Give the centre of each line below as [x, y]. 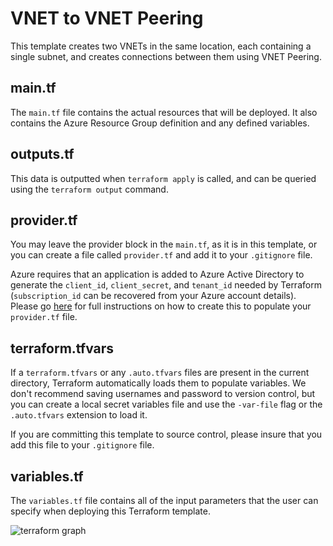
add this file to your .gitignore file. [82, 445]
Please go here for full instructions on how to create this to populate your [161, 306]
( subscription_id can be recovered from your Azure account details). [153, 296]
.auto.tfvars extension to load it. [79, 415]
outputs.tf [42, 154]
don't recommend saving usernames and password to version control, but [163, 394]
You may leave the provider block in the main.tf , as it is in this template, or [164, 244]
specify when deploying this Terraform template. [110, 511]
